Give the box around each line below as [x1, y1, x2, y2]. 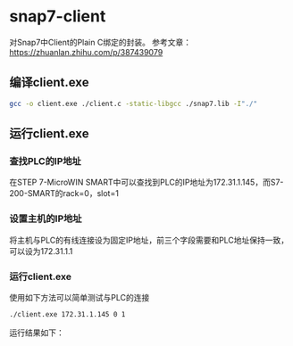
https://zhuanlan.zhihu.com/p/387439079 [9, 46, 163, 57]
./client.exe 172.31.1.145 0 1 [9, 309, 126, 318]
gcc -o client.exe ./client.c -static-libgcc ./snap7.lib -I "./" [9, 99, 257, 108]
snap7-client [9, 6, 106, 27]
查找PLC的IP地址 [9, 154, 82, 167]
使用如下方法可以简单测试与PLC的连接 [9, 292, 150, 302]
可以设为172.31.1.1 [9, 245, 73, 256]
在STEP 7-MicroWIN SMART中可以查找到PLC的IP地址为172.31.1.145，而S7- [9, 177, 284, 188]
